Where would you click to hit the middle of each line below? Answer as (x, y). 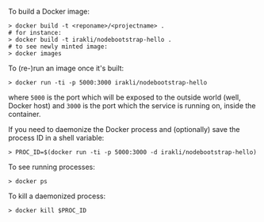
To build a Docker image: (49, 11)
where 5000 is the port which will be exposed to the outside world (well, (124, 97)
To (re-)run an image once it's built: (66, 68)
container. (25, 114)
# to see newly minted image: (58, 47)
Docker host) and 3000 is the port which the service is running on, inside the (132, 105)
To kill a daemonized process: (57, 196)
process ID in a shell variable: (56, 138)
